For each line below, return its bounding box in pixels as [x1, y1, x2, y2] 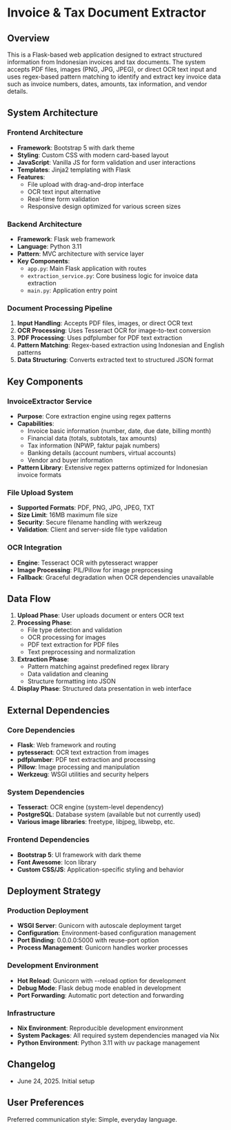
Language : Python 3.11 [17, 242, 82, 250]
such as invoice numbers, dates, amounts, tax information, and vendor [7, 80, 208, 88]
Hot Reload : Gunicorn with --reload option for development [17, 976, 186, 985]
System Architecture [7, 107, 99, 119]
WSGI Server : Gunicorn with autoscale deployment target [17, 922, 181, 930]
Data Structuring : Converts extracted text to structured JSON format [17, 356, 214, 364]
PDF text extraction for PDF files [27, 640, 119, 649]
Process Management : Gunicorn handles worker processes [17, 943, 188, 952]
